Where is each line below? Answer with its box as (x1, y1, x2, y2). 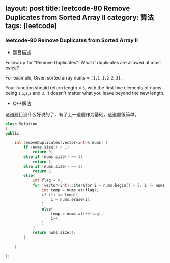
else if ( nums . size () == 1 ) (23, 154, 83, 160)
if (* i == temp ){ (41, 192, 79, 197)
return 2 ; (32, 168, 53, 174)
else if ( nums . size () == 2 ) (23, 164, 83, 169)
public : (5, 131, 22, 136)
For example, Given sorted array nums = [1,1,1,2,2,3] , (5, 74, 122, 81)
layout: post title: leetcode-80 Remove (5, 4, 130, 13)
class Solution (5, 121, 38, 126)
